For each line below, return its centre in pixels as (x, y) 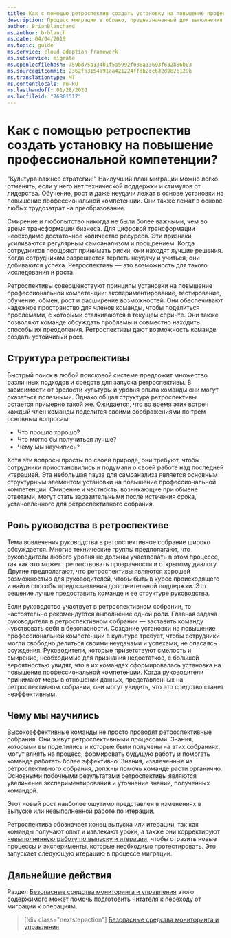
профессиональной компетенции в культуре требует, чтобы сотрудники (113, 636)
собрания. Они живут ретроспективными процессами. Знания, (100, 739)
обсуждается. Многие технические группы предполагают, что (99, 549)
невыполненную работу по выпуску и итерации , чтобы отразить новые (112, 839)
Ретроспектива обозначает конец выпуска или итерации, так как (103, 825)
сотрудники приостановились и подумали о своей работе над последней (115, 467)
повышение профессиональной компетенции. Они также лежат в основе (115, 201)
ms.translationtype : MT (41, 77)
